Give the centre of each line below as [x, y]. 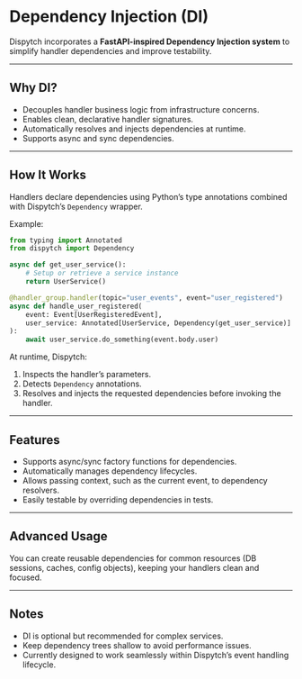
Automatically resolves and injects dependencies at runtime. [134, 129]
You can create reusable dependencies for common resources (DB [133, 558]
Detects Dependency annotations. [82, 384]
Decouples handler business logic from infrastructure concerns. [141, 109]
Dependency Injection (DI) [109, 17]
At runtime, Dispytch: [49, 357]
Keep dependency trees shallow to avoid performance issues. [137, 645]
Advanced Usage [58, 536]
